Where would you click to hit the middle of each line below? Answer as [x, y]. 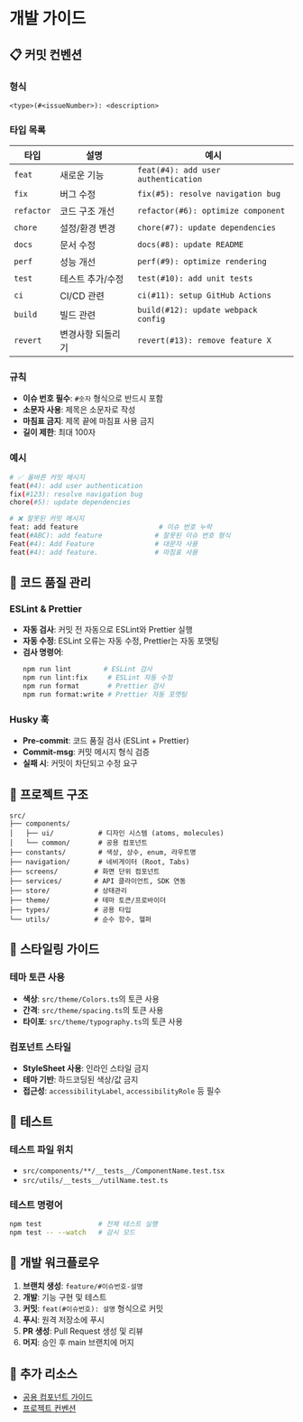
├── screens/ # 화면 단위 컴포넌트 [85, 872]
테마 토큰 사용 [37, 977]
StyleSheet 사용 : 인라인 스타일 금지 [85, 1068]
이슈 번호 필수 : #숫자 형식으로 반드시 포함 [93, 399]
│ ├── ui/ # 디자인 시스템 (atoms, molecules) [117, 833]
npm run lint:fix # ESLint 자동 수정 [97, 678]
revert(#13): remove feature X [205, 341]
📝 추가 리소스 [44, 1374]
